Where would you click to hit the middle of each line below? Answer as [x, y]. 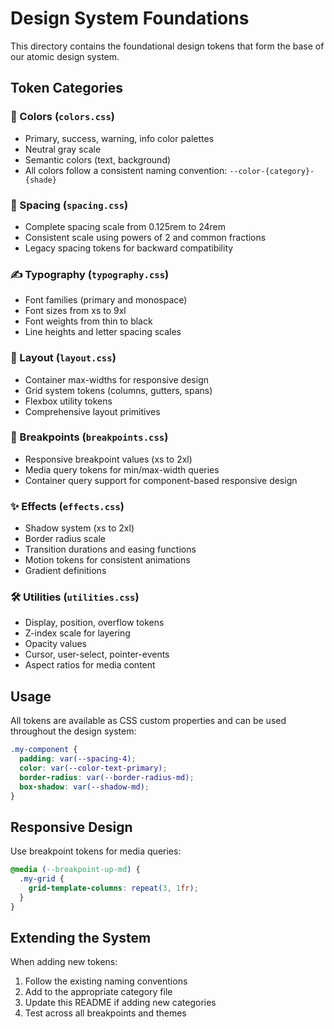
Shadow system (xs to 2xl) [79, 528]
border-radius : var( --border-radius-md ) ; [107, 777]
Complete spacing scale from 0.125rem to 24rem [125, 226]
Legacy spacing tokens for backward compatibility [129, 248]
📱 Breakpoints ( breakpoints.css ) [89, 437]
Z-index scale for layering [77, 633]
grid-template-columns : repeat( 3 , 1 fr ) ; [113, 888]
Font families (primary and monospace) [106, 300]
